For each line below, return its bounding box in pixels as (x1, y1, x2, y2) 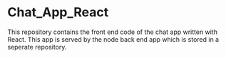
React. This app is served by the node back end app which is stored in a (7, 35, 220, 43)
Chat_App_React (7, 4, 109, 21)
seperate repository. (7, 42, 67, 51)
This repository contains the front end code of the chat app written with (7, 28, 218, 36)
